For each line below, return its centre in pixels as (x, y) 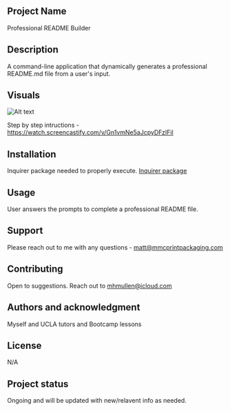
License (24, 345)
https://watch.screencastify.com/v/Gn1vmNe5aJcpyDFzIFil (90, 132)
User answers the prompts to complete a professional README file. (103, 209)
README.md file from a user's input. (59, 73)
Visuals (23, 96)
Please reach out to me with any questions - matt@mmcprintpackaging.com (115, 247)
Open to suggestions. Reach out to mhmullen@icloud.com (90, 285)
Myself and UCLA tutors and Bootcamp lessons (74, 324)
